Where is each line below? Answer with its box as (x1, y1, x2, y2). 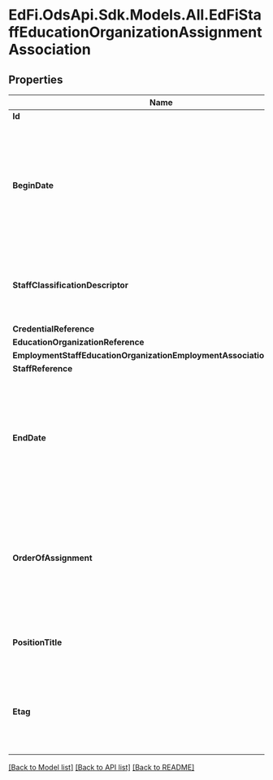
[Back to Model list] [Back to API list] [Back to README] (8, 763, 195, 772)
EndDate (12, 432, 46, 443)
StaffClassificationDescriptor (12, 279, 128, 291)
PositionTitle (12, 637, 63, 648)
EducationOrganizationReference (12, 336, 145, 348)
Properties (8, 72, 63, 86)
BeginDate (12, 180, 54, 191)
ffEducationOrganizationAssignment (8, 23, 262, 42)
